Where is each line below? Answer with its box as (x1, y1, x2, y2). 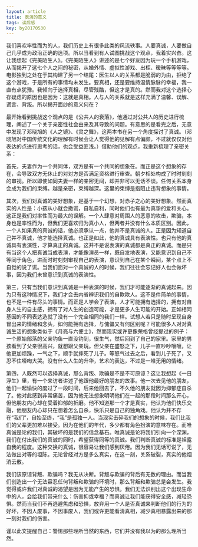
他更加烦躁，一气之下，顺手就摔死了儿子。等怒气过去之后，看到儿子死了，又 (6, 350, 192, 357)
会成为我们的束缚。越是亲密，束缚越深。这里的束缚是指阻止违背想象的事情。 (6, 185, 192, 192)
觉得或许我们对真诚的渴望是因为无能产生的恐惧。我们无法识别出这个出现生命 (6, 486, 192, 493)
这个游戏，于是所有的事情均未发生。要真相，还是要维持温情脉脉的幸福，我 (6, 79, 187, 86)
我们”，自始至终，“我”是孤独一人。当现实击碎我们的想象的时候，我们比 (14, 414, 186, 421)
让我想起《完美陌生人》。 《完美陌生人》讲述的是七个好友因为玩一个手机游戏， (6, 57, 192, 64)
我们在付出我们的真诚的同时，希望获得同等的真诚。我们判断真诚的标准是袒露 (6, 436, 192, 443)
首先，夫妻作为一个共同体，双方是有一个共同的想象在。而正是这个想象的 (6, 163, 181, 170)
